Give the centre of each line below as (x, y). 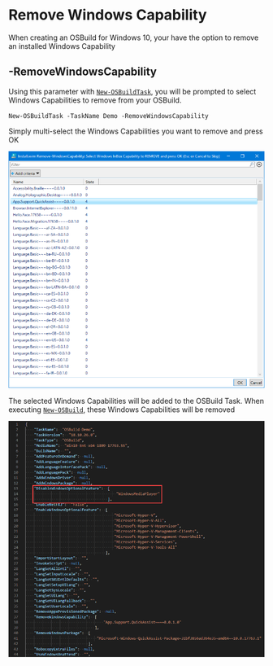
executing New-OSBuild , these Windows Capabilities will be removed (122, 410)
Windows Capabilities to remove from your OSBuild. (95, 100)
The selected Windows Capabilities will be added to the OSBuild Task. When (136, 401)
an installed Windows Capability (62, 46)
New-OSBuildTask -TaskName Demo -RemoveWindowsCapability (108, 116)
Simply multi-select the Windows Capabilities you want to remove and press (136, 131)
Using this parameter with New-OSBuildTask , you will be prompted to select (132, 91)
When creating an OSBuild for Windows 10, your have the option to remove (134, 37)
